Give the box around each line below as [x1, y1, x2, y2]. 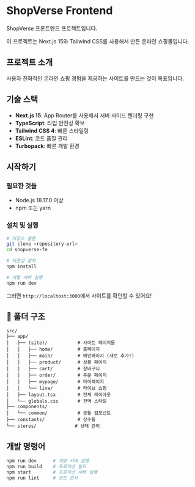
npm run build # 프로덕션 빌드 [6, 464, 87, 470]
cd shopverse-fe [6, 247, 48, 253]
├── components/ [6, 404, 48, 410]
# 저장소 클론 [6, 235, 36, 241]
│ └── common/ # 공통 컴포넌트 [6, 410, 111, 416]
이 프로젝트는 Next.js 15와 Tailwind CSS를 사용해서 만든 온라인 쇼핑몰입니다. [6, 37, 189, 45]
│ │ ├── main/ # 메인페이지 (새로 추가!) [6, 353, 134, 359]
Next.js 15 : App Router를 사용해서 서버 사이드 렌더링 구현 [15, 111, 154, 119]
